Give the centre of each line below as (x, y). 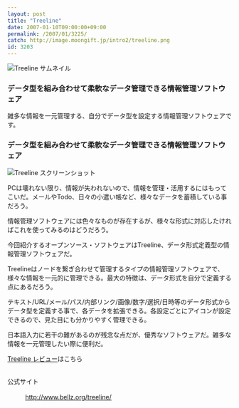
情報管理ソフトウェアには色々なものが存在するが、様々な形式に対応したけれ (119, 221)
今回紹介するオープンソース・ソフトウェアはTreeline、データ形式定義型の (116, 245)
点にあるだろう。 (32, 286)
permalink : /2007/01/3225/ (47, 34)
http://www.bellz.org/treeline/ (69, 397)
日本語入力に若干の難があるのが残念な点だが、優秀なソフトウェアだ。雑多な (119, 335)
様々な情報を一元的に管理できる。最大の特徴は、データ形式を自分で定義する (119, 278)
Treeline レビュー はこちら (45, 359)
